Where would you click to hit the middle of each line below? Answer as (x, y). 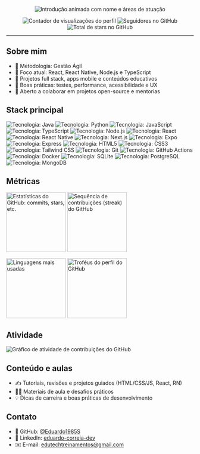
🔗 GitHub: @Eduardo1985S (48, 431)
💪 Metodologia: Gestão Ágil (48, 66)
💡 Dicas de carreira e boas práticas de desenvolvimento (84, 398)
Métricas (23, 181)
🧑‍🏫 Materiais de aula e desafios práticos (64, 392)
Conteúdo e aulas (40, 368)
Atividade (24, 335)
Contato (21, 417)
